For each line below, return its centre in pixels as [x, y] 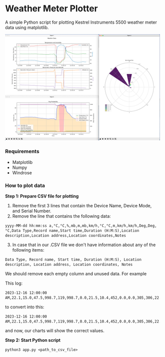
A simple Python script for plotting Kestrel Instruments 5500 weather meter [81, 22]
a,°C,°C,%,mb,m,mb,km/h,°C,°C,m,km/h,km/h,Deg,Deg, [103, 226]
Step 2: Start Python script [33, 340]
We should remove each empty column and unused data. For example [76, 274]
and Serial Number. [32, 211]
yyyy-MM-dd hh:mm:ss [26, 226]
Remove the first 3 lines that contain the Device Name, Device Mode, [82, 206]
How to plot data [25, 185]
